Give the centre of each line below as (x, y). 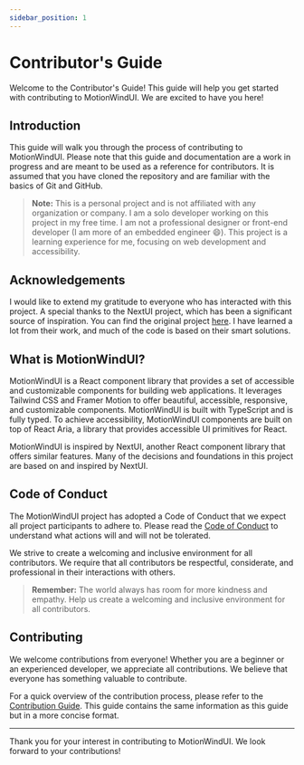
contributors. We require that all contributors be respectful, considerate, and (152, 562)
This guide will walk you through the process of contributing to (126, 148)
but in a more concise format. (64, 715)
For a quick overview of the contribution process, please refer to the (137, 696)
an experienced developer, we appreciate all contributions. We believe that (148, 669)
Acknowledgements (67, 280)
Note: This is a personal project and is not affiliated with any (143, 204)
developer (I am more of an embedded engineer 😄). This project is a (159, 233)
